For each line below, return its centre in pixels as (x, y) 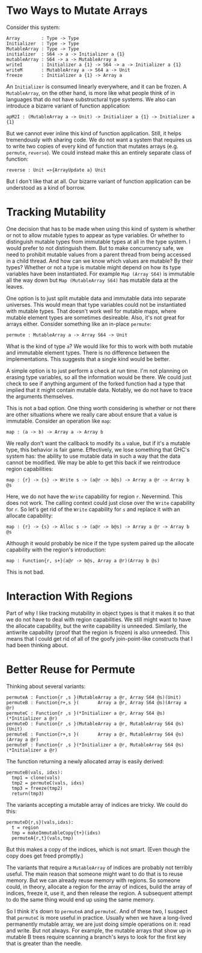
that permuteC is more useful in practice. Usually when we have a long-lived (99, 917)
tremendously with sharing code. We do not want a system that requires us (99, 140)
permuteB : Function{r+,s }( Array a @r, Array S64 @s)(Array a (96, 702)
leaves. (15, 286)
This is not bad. (26, 572)
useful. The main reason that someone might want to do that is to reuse (95, 874)
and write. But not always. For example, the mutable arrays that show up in (99, 930)
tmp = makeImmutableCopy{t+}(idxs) (56, 833)
